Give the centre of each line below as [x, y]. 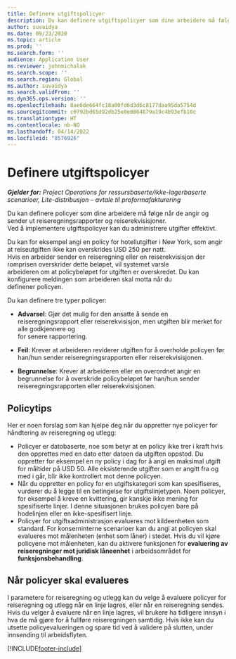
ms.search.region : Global [45, 79]
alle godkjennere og [46, 329]
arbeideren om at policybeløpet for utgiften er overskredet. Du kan [103, 272]
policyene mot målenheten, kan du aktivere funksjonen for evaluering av [123, 543]
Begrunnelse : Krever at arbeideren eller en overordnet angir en [109, 371]
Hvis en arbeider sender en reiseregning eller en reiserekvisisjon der [106, 257]
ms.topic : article [34, 40]
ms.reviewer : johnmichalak [47, 66]
